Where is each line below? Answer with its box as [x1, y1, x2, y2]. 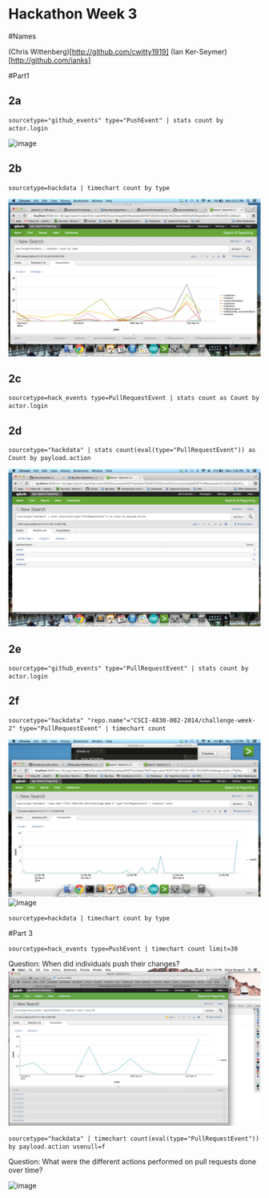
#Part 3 [8, 928, 34, 938]
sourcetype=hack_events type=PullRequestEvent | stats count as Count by [8, 394, 260, 402]
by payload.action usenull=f [8, 1143, 106, 1151]
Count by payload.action [8, 454, 91, 462]
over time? [8, 1165, 43, 1175]
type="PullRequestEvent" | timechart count [18, 724, 167, 732]
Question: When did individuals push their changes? [8, 958, 180, 968]
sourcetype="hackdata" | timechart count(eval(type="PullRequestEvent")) [8, 1135, 260, 1143]
